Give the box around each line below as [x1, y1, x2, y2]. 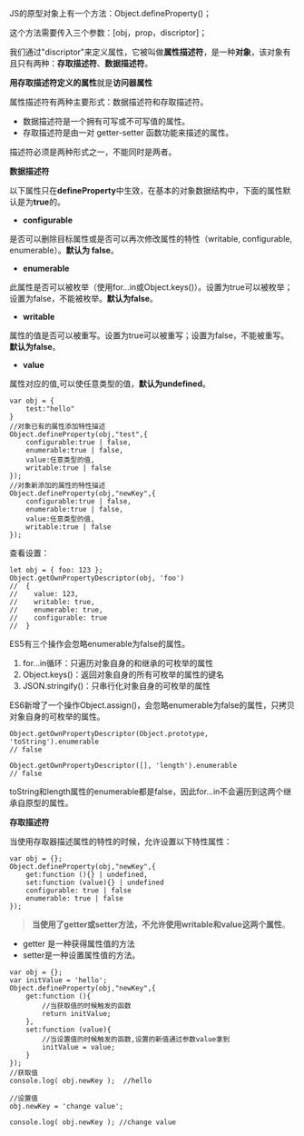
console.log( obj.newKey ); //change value [9, 1118, 177, 1127]
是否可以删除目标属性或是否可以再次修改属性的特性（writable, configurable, [9, 234, 293, 244]
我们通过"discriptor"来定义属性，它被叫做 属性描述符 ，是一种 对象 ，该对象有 [9, 46, 291, 57]
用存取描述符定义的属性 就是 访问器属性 [9, 77, 152, 88]
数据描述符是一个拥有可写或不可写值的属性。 [22, 116, 191, 126]
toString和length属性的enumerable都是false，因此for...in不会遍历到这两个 [9, 786, 284, 797]
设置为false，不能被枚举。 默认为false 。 [9, 294, 159, 304]
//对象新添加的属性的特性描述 [9, 481, 106, 490]
